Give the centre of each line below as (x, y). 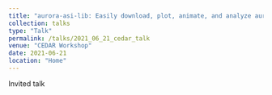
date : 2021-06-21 (38, 53)
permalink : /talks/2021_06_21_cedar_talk (79, 38)
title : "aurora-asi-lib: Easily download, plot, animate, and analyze (130, 16)
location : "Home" (38, 61)
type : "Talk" (30, 31)
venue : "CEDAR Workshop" (50, 46)
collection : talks (39, 23)
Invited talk (27, 83)
